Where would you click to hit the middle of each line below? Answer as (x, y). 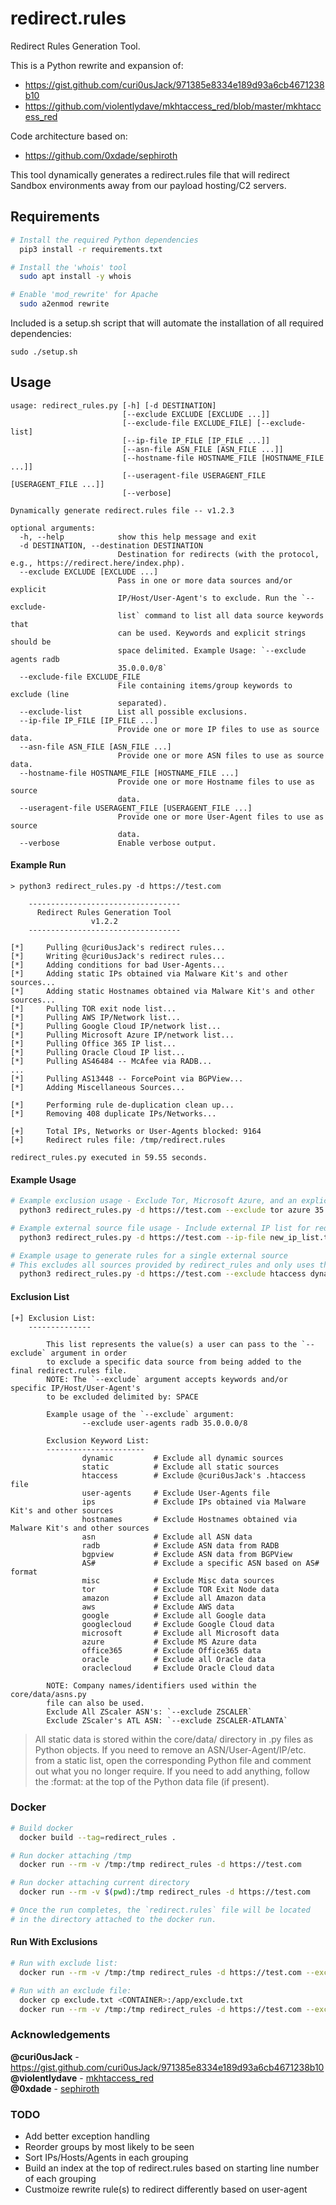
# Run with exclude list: (64, 1963)
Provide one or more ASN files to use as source (221, 755)
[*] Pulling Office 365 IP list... (93, 1044)
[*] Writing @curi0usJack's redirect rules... (118, 957)
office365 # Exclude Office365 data (171, 1650)
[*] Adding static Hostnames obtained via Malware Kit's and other (162, 992)
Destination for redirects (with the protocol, (218, 554)
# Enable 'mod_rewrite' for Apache (84, 295)
